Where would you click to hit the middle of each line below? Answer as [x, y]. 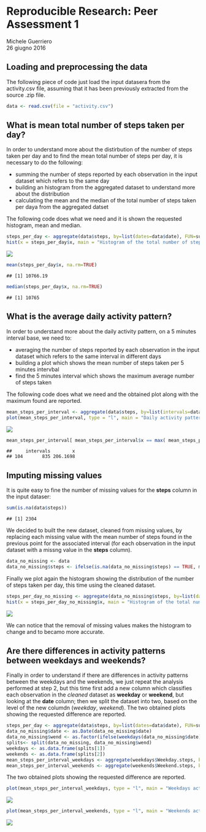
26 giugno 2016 [26, 48]
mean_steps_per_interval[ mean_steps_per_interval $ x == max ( [86, 440]
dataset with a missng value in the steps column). [69, 550]
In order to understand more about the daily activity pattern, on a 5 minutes [101, 331]
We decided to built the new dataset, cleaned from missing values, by [94, 530]
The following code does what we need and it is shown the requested [94, 219]
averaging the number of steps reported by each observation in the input [107, 349]
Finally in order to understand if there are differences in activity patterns [97, 675]
